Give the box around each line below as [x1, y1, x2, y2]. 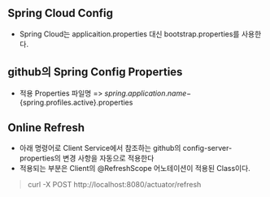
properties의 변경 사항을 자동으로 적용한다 [19, 153, 155, 163]
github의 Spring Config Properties [7, 65, 183, 79]
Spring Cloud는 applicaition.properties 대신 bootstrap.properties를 [19, 28, 240, 39]
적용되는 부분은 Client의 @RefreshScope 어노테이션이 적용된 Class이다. [19, 164, 251, 173]
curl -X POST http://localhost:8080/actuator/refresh [27, 180, 202, 190]
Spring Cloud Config [7, 6, 114, 20]
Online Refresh [7, 121, 85, 135]
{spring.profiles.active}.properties [19, 97, 133, 107]
